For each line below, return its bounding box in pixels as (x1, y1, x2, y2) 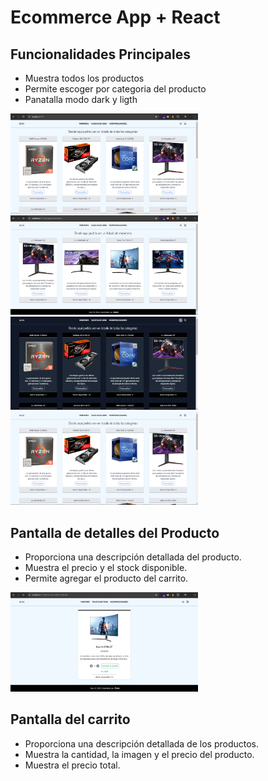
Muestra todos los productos (24, 72, 145, 84)
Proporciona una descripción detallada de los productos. (24, 737, 260, 750)
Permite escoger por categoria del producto (24, 83, 207, 95)
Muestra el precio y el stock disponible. (24, 562, 188, 574)
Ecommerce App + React (10, 6, 221, 29)
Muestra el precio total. (24, 759, 121, 771)
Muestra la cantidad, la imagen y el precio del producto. (24, 748, 255, 760)
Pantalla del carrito (10, 711, 131, 728)
